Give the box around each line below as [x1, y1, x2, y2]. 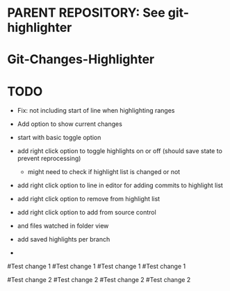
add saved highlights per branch [17, 235, 110, 244]
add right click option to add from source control [17, 208, 156, 217]
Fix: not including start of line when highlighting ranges [17, 107, 175, 115]
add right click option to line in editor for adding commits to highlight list [17, 181, 224, 189]
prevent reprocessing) [17, 155, 81, 163]
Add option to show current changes [17, 120, 123, 128]
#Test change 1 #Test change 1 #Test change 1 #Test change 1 [7, 262, 186, 271]
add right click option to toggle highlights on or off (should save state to [17, 147, 222, 155]
